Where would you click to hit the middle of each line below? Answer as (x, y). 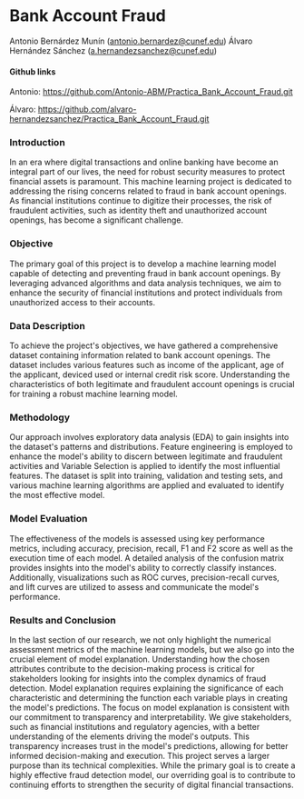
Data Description (48, 325)
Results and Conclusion (63, 620)
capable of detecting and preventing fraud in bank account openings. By (145, 273)
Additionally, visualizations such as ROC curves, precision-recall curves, (144, 577)
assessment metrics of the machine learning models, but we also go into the (152, 649)
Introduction (37, 143)
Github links (33, 71)
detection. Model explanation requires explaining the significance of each (147, 688)
